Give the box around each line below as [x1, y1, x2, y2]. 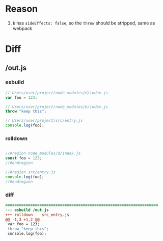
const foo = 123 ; [5, 156, 42, 161]
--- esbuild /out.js [5, 207, 49, 212]
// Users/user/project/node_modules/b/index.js [5, 104, 108, 110]
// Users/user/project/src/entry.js [5, 118, 83, 123]
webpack [12, 25, 32, 31]
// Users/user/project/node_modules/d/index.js [5, 90, 108, 95]
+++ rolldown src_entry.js [5, 212, 70, 217]
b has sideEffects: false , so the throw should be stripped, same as [12, 20, 155, 26]
